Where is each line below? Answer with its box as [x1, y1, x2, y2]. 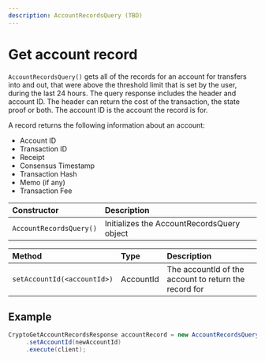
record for [166, 283, 204, 294]
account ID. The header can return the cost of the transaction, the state [8, 96, 241, 106]
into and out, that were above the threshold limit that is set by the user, [8, 80, 237, 89]
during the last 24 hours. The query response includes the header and [8, 88, 237, 98]
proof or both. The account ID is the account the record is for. [8, 105, 208, 114]
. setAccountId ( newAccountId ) [25, 338, 122, 347]
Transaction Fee [19, 186, 73, 195]
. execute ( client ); [25, 346, 87, 354]
